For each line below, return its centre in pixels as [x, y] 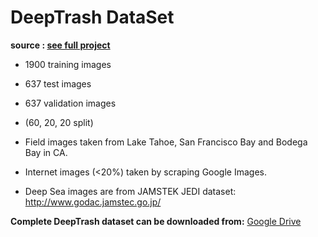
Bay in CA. [46, 152]
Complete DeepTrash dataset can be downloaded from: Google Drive [156, 221]
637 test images [58, 83]
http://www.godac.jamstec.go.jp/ [93, 202]
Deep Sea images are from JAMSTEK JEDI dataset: [130, 191]
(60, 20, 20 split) [59, 122]
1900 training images [68, 64]
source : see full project [60, 45]
